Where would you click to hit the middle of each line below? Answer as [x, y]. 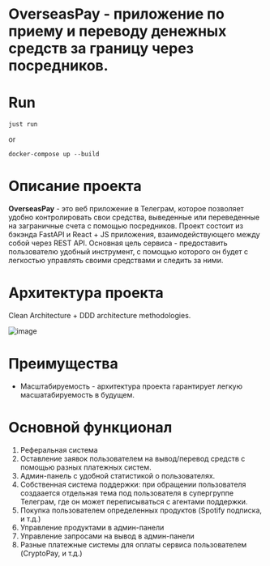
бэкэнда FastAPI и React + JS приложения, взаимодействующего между [135, 235]
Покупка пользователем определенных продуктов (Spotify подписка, [141, 510]
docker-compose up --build [54, 155]
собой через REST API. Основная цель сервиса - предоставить [118, 243]
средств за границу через [101, 49]
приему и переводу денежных [118, 31]
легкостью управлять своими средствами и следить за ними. [116, 261]
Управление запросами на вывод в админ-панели [107, 536]
